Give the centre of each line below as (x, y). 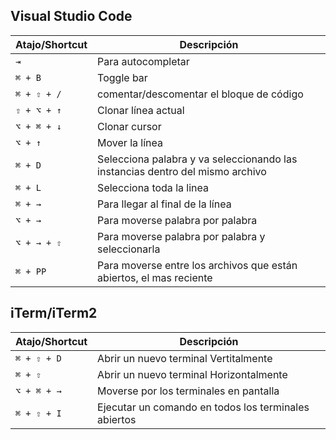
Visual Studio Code (71, 16)
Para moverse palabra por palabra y (181, 236)
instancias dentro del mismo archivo (182, 171)
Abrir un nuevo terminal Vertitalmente (185, 358)
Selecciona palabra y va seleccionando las (197, 159)
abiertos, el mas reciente (155, 277)
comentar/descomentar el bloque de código (200, 94)
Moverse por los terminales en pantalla (188, 391)
